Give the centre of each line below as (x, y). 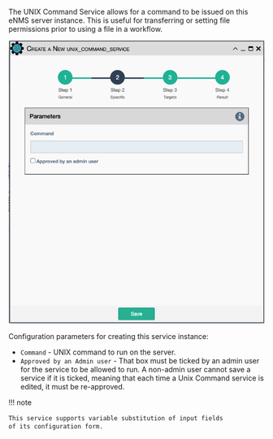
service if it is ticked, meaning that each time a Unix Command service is (142, 378)
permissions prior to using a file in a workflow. (85, 29)
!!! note (20, 402)
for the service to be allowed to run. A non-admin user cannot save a (135, 369)
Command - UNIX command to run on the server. (98, 352)
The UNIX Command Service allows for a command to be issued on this (128, 12)
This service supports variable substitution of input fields (116, 418)
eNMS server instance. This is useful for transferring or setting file (119, 20)
